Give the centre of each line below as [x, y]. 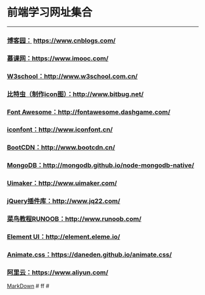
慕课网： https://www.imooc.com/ [58, 58]
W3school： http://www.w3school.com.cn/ [72, 76]
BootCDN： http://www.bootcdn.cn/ [61, 148]
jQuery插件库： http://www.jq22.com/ [64, 201]
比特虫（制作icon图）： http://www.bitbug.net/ [75, 94]
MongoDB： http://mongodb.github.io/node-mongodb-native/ [101, 165]
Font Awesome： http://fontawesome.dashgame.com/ [89, 112]
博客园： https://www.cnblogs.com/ [61, 40]
